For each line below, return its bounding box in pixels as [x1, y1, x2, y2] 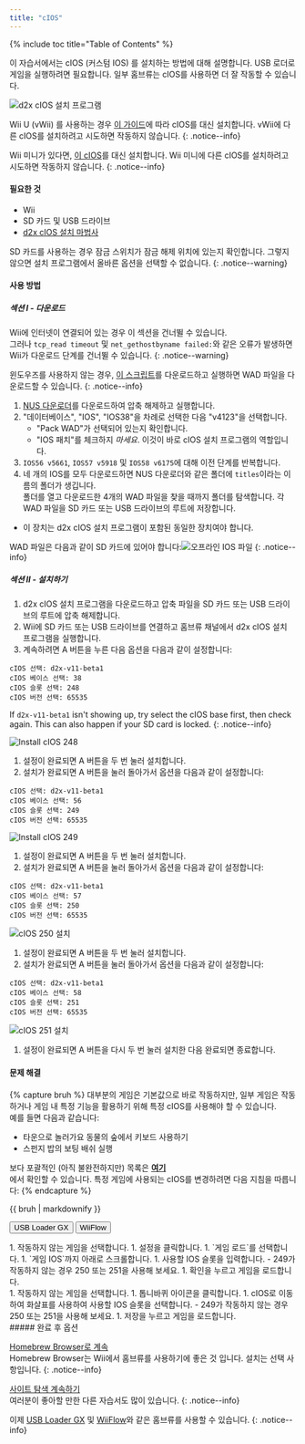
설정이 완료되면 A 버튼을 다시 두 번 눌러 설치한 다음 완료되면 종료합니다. [22, 1044, 276, 1055]
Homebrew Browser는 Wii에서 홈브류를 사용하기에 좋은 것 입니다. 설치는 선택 [9, 1352, 285, 1364]
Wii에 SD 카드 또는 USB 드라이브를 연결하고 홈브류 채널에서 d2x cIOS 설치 [22, 621, 288, 632]
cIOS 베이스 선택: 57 [9, 891, 82, 901]
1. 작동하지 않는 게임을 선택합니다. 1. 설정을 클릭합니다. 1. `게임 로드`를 [9, 1241, 257, 1252]
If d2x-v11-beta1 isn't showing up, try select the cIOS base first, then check [9, 709, 291, 721]
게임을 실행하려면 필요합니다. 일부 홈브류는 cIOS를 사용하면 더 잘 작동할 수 [9, 68, 273, 79]
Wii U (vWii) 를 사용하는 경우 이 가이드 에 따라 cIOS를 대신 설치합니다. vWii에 [9, 119, 282, 130]
